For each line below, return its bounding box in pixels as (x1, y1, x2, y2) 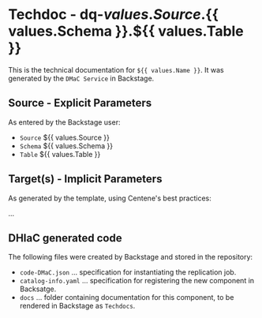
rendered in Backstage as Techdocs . (19, 301, 136, 311)
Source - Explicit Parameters (8, 96, 152, 110)
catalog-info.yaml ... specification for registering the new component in (19, 276, 255, 286)
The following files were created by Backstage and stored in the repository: (8, 253, 253, 262)
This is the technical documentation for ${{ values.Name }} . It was (8, 65, 225, 74)
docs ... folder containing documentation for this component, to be (19, 293, 234, 302)
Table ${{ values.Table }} (19, 149, 101, 159)
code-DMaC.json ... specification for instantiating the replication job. (19, 267, 237, 277)
